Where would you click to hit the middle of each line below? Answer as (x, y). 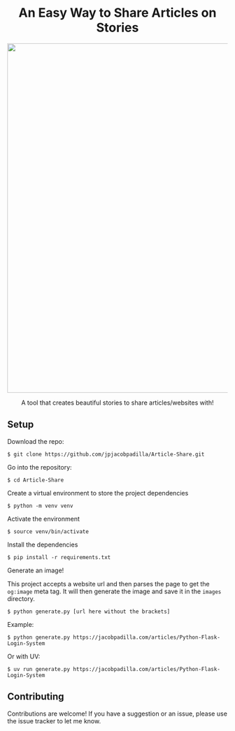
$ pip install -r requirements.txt (59, 557)
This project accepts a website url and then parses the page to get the (108, 584)
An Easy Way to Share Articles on (117, 13)
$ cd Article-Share (36, 480)
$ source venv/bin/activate (48, 531)
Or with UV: (24, 656)
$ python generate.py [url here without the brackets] (89, 611)
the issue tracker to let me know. (54, 721)
